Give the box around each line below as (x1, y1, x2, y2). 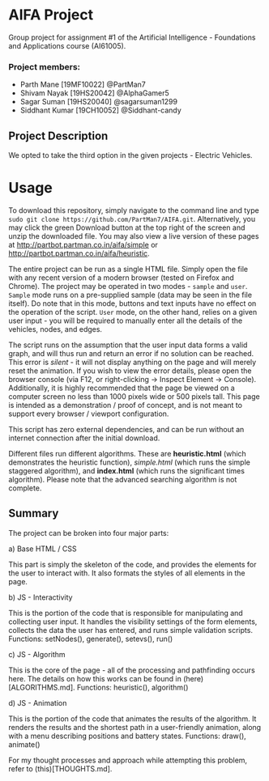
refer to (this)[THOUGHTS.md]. (8, 763, 113, 774)
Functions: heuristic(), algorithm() (76, 682, 189, 692)
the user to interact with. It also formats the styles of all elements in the (8, 568, 246, 578)
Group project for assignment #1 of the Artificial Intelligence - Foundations (8, 32, 256, 42)
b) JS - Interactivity (8, 592, 73, 602)
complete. (8, 483, 42, 493)
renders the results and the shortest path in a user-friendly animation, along (8, 722, 262, 732)
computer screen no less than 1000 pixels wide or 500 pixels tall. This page (8, 391, 261, 401)
